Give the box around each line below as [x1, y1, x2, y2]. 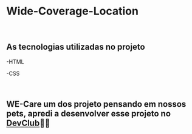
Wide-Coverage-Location [6, 4, 139, 18]
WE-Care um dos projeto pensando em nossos [6, 99, 187, 110]
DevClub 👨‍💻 [6, 118, 50, 129]
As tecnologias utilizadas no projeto [6, 42, 145, 52]
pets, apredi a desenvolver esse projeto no [6, 109, 171, 119]
